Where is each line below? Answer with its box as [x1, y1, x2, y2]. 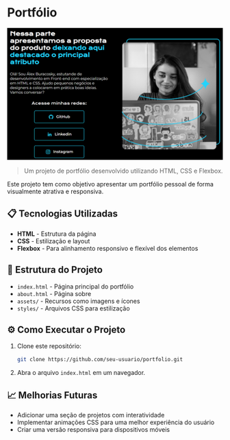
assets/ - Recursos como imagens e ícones [16, 297, 140, 305]
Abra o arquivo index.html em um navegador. [16, 369, 146, 377]
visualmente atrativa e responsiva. [7, 187, 104, 196]
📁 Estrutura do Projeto [7, 264, 103, 276]
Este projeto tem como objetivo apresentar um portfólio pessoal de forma [7, 180, 214, 188]
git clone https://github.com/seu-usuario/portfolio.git [16, 356, 183, 363]
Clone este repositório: [16, 342, 82, 350]
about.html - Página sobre [16, 289, 92, 297]
